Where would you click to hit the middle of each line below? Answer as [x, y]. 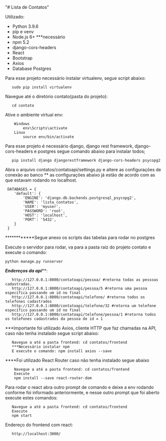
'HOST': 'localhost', [45, 215]
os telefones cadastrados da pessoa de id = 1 [54, 319]
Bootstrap [22, 58]
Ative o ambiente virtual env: [34, 115]
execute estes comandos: [31, 398]
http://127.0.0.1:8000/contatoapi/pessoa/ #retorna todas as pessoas [85, 280]
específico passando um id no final [43, 310]
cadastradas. [19, 284]
